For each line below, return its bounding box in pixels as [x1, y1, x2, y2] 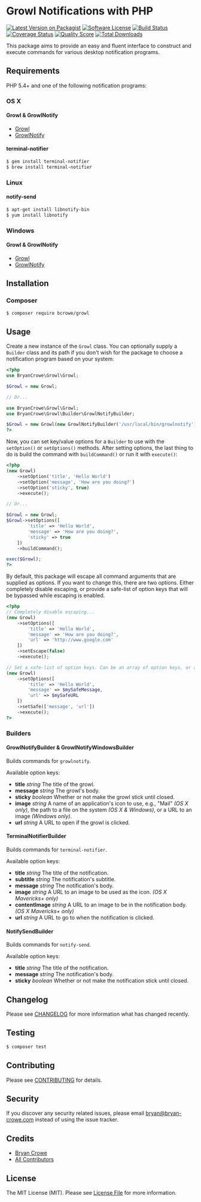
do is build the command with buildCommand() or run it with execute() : [6, 451, 178, 458]
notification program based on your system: [6, 356, 114, 363]
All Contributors [14, 1156, 54, 1163]
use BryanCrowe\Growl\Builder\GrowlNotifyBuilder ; [6, 410, 135, 417]
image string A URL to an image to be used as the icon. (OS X [14, 888, 167, 896]
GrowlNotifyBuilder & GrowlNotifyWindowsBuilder [6, 744, 135, 751]
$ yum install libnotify [6, 212, 68, 218]
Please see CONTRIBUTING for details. [6, 1076, 103, 1084]
